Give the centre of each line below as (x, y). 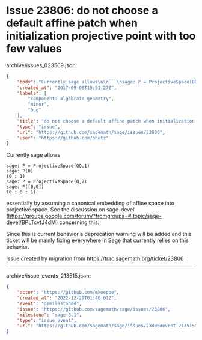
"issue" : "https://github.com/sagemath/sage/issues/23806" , (94, 309)
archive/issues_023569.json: (41, 65)
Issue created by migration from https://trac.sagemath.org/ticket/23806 (95, 258)
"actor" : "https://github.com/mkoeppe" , (68, 293)
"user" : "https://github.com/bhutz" (63, 138)
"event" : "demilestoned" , (50, 303)
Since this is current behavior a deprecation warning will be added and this (99, 234)
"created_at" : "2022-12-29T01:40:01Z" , (67, 298)
